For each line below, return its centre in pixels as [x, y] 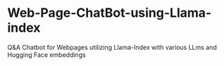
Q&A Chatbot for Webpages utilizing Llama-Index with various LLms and [112, 47]
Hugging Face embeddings [46, 55]
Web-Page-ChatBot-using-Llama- [110, 13]
